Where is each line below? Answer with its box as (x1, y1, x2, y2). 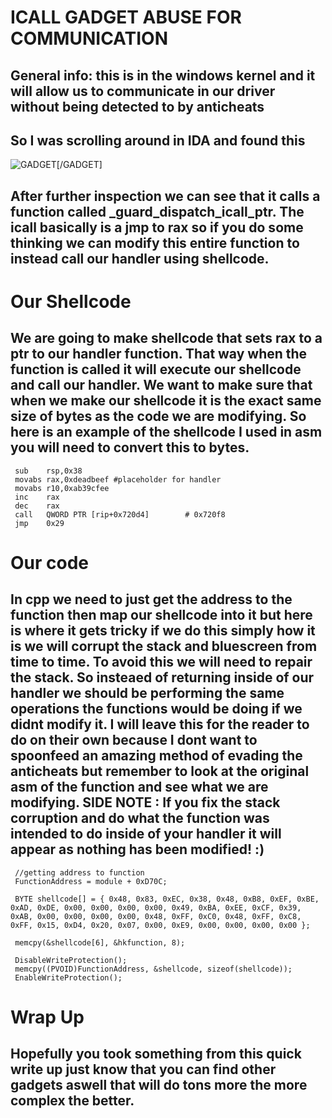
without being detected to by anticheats (10, 98, 265, 115)
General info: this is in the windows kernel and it (10, 67, 316, 84)
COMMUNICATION (10, 27, 168, 50)
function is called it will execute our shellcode (10, 361, 302, 378)
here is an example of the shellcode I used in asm (10, 424, 323, 441)
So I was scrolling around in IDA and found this (10, 132, 306, 149)
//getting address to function (14, 867, 145, 878)
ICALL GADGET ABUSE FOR (10, 6, 242, 29)
